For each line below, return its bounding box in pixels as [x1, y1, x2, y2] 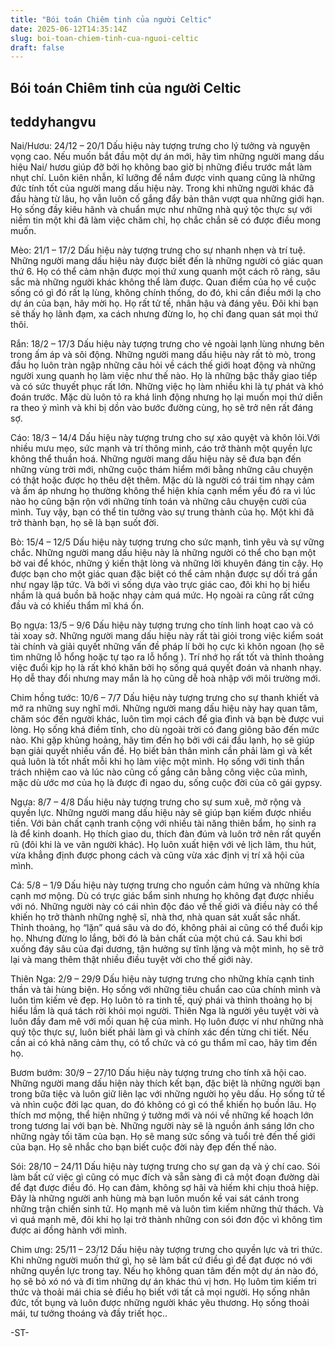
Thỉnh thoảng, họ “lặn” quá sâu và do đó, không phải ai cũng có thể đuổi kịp [10, 922, 323, 934]
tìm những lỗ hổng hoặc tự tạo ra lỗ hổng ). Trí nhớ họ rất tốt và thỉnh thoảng [10, 651, 325, 663]
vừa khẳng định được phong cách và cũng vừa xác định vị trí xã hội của [10, 849, 305, 861]
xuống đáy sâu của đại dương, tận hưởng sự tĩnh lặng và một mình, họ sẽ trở [10, 943, 324, 955]
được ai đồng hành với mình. [10, 1224, 128, 1236]
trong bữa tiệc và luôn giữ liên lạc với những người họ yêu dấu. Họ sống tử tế [10, 1088, 326, 1100]
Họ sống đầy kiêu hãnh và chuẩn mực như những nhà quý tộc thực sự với [10, 204, 313, 216]
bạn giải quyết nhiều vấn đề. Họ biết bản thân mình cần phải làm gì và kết [10, 745, 313, 757]
